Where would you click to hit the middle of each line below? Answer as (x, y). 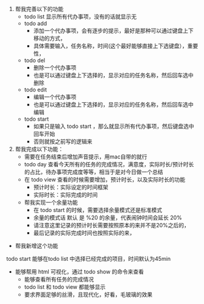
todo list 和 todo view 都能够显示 (65, 287)
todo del (35, 60)
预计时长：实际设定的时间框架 (71, 187)
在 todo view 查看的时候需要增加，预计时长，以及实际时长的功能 (105, 179)
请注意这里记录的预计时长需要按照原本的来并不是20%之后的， (111, 225)
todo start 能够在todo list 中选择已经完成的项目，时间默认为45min (89, 259)
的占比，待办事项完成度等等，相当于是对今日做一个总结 (93, 172)
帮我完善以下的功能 (39, 9)
